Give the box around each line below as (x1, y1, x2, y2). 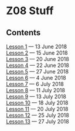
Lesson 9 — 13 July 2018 (6, 93, 66, 100)
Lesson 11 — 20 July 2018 (6, 106, 69, 112)
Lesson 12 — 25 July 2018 (6, 112, 69, 119)
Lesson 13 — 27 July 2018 (6, 118, 69, 125)
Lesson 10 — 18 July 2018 (6, 99, 69, 106)
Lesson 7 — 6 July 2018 (6, 80, 64, 88)
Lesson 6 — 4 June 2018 (6, 75, 66, 81)
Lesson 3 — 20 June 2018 (6, 56, 69, 62)
